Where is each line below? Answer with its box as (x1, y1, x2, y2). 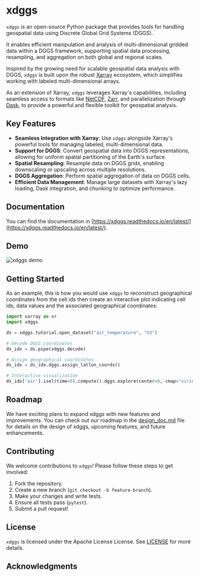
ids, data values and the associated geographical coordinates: (6, 302, 158, 310)
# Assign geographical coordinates (6, 356, 94, 363)
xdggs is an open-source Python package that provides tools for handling (6, 23, 185, 30)
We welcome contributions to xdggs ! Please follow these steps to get (6, 462, 174, 469)
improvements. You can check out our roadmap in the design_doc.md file (6, 417, 185, 424)
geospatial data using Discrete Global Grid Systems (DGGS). (6, 29, 153, 36)
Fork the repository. (14, 480, 63, 487)
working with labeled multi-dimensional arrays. (6, 78, 121, 85)
